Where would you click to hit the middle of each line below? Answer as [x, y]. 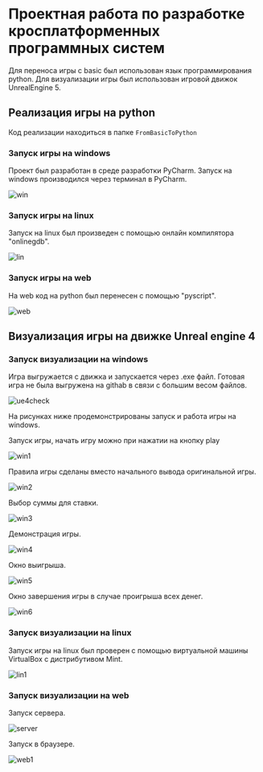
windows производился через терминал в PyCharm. [98, 179]
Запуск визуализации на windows [78, 359]
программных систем [86, 48]
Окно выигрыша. [37, 565]
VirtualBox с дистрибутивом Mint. [66, 659]
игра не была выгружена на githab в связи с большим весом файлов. [128, 385]
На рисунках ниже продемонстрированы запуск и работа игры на [122, 417]
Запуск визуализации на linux [70, 633]
